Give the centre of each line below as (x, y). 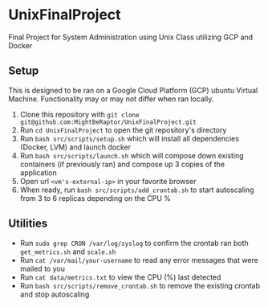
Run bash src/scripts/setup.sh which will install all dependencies (129, 138)
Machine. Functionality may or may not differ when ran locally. (111, 99)
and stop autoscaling (55, 294)
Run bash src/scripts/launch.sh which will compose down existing (132, 155)
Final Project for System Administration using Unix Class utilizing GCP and (131, 37)
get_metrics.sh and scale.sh (68, 252)
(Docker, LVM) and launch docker (75, 147)
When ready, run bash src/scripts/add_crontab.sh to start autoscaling (137, 190)
